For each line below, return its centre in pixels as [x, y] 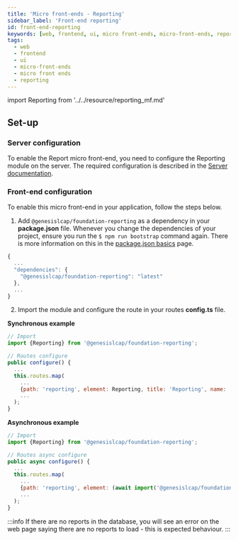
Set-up [23, 123]
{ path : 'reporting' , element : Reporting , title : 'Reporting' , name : [123, 389]
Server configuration [44, 143]
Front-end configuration [50, 191]
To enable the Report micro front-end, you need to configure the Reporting [116, 158]
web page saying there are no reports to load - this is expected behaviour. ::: [119, 529]
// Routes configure [38, 356]
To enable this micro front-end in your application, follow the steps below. [115, 207]
